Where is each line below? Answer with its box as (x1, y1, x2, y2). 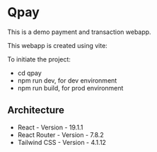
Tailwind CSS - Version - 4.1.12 (17, 138, 106, 146)
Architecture (7, 104, 65, 117)
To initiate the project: (7, 54, 71, 64)
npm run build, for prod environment (17, 83, 124, 92)
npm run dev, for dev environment (17, 76, 117, 85)
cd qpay (17, 69, 42, 77)
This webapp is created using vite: (7, 41, 107, 49)
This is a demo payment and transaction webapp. (7, 28, 151, 36)
